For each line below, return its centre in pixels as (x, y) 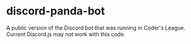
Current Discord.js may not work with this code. (66, 34)
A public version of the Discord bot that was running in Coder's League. (96, 28)
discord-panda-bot (55, 11)
